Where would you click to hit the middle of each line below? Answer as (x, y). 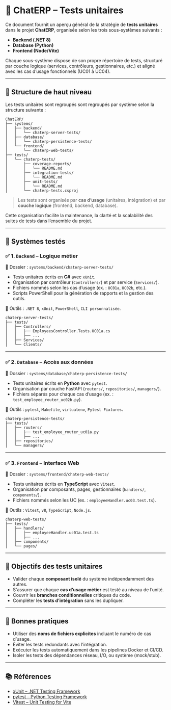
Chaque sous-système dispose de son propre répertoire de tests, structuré (84, 60)
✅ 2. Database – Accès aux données (49, 362)
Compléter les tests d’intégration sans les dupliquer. (68, 600)
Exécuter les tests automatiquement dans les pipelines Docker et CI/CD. (88, 650)
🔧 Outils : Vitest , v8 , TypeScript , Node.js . (48, 510)
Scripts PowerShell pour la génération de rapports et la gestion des (83, 293)
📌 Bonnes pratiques (37, 621)
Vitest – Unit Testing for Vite (42, 702)
